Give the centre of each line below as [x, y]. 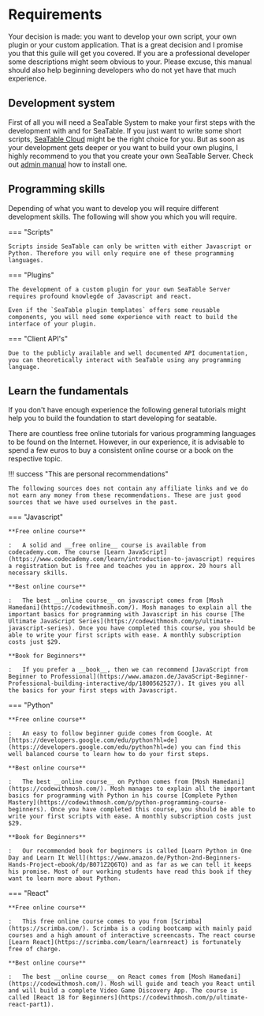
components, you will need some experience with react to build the [123, 317]
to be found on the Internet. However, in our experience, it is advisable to [126, 442]
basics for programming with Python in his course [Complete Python [123, 796]
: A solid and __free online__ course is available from [107, 546]
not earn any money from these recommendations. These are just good [125, 495]
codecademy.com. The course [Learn [67, 552]
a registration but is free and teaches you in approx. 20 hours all [125, 566]
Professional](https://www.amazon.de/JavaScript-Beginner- [149, 677]
